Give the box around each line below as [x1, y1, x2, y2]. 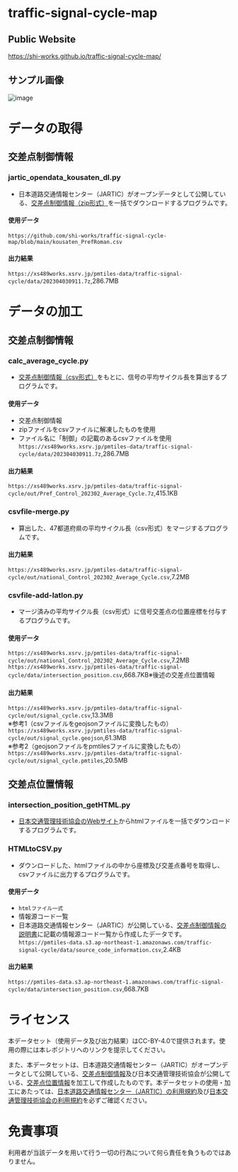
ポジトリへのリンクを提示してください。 [51, 1045, 169, 1054]
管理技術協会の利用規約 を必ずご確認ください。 [13, 1095, 151, 1104]
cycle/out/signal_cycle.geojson [8, 735, 103, 742]
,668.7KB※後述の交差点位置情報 [122, 671, 215, 679]
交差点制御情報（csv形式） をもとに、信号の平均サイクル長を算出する [18, 372, 221, 381]
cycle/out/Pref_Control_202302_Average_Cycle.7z [8, 491, 154, 498]
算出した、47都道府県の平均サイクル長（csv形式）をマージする [18, 523, 204, 532]
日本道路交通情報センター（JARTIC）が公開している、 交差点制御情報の [18, 920, 227, 930]
